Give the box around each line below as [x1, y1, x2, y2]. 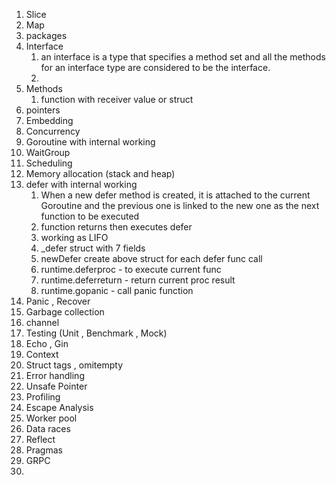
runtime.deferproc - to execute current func [40, 264, 222, 275]
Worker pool [25, 412, 78, 424]
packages [25, 30, 68, 41]
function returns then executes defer [40, 221, 193, 233]
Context [25, 349, 59, 360]
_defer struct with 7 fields [40, 242, 146, 254]
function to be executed [40, 210, 140, 222]
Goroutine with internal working [25, 136, 156, 148]
